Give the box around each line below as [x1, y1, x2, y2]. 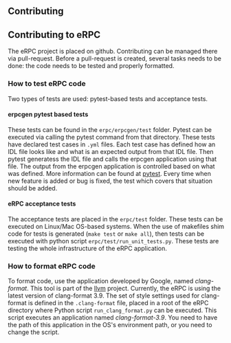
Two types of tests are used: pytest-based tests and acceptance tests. [8, 94, 208, 102]
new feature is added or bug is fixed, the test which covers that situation [8, 177, 212, 185]
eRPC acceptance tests [8, 199, 76, 208]
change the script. [8, 328, 60, 336]
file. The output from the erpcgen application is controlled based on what [8, 162, 215, 170]
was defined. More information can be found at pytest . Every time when [8, 169, 212, 177]
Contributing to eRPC [8, 29, 101, 41]
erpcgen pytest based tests [8, 110, 89, 119]
